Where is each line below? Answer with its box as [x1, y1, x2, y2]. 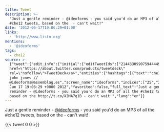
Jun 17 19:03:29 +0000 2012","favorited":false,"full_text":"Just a [9, 84, 152, 89]
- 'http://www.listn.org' [9, 35, 62, 40]
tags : [5, 48, 16, 53]
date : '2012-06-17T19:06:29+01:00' [5, 25, 78, 30]
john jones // [9, 75, 38, 80]
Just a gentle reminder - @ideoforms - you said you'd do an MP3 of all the [5, 107, 155, 113]
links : [5, 30, 19, 35]
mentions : [5, 39, 25, 44]
